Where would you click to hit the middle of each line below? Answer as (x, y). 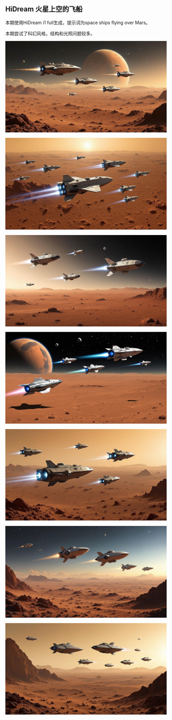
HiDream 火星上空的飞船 (44, 9)
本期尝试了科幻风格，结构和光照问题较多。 (50, 33)
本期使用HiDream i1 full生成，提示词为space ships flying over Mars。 (78, 23)
